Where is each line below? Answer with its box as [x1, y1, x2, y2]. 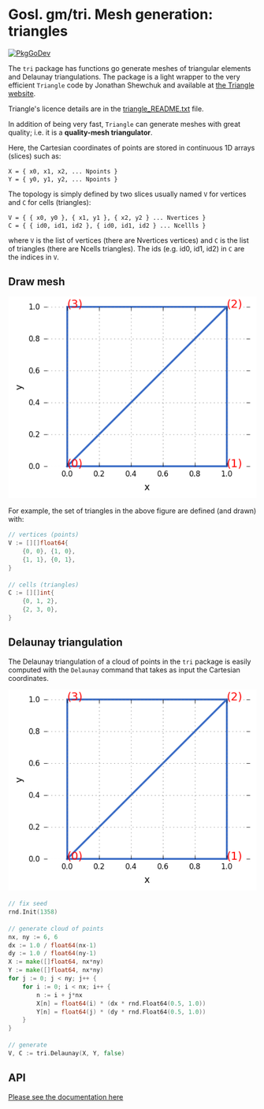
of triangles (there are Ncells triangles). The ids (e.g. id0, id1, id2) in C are [8, 244, 245, 253]
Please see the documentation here [8, 1092, 124, 1101]
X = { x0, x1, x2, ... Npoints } [8, 167, 118, 175]
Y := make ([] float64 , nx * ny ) [8, 966, 104, 974]
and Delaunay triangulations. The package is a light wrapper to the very [8, 72, 240, 81]
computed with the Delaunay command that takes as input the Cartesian [8, 664, 240, 675]
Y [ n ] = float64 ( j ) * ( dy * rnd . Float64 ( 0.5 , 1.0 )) [36, 1007, 206, 1016]
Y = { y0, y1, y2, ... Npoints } [8, 175, 118, 183]
